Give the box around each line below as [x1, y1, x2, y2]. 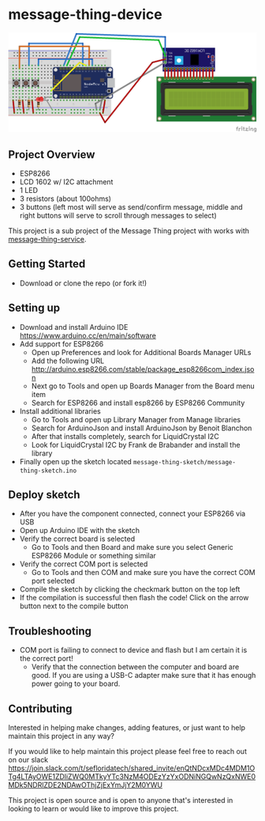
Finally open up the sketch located [19, 456, 132, 466]
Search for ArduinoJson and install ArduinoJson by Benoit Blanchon [31, 423, 252, 433]
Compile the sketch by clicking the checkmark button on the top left [19, 585, 241, 594]
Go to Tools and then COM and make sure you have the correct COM [31, 568, 256, 577]
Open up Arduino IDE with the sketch [19, 526, 140, 535]
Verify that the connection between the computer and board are [31, 662, 240, 672]
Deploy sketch [8, 488, 80, 501]
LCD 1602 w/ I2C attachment [19, 177, 114, 187]
